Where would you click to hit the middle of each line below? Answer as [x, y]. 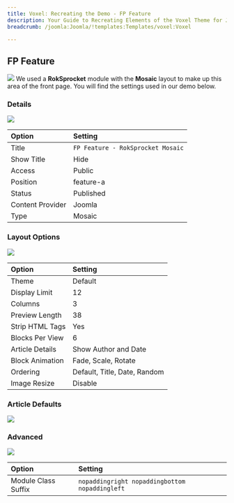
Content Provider [39, 205]
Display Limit [32, 292]
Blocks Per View [37, 337]
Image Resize [33, 383]
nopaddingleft [102, 489]
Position [24, 182]
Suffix [20, 490]
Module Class [33, 481]
